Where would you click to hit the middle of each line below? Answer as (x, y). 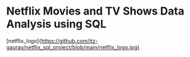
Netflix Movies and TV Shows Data (95, 11)
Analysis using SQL (56, 24)
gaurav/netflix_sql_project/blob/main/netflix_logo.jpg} (73, 47)
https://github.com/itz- (70, 41)
